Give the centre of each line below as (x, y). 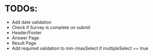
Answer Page (25, 38)
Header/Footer (27, 32)
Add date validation (32, 22)
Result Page (24, 43)
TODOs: (21, 9)
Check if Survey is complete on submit (51, 27)
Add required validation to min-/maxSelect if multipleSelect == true (80, 48)
